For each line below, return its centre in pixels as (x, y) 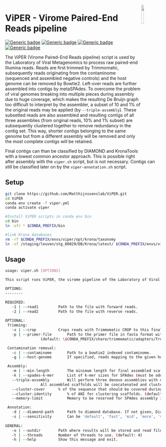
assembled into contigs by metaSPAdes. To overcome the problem (73, 89)
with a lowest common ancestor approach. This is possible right (70, 156)
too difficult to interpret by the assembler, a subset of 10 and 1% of (73, 105)
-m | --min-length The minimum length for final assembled (82, 371)
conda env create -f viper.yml (37, 203)
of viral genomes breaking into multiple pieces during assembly (70, 94)
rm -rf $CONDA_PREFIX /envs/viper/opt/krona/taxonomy (61, 239)
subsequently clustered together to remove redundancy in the (68, 125)
